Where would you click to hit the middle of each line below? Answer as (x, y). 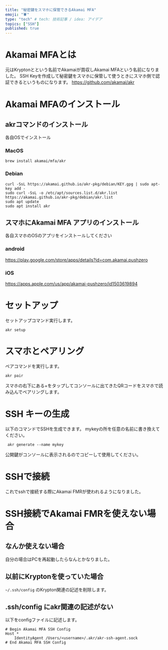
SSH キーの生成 (37, 414)
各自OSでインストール (28, 137)
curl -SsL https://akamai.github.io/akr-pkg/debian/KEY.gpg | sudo (77, 184)
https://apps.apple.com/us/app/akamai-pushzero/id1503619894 (71, 284)
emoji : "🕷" (17, 15)
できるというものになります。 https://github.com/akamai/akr (72, 82)
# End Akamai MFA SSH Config (36, 642)
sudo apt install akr (28, 206)
